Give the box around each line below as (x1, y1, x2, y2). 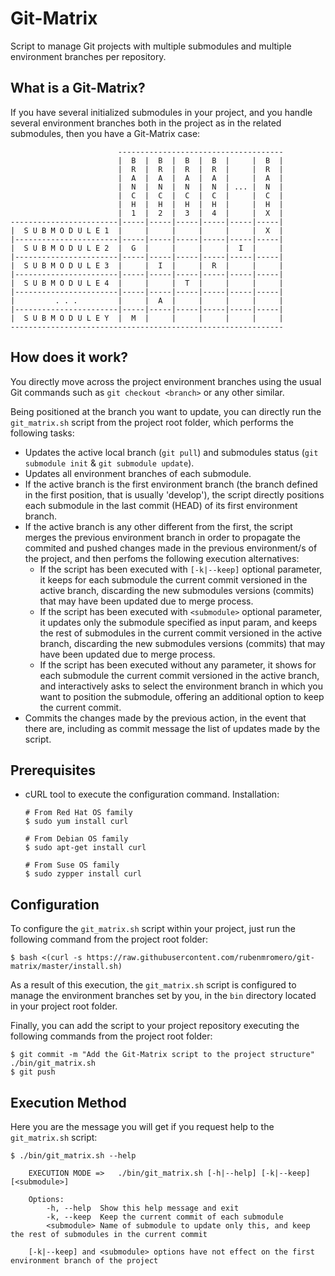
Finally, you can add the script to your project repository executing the (10, 1020, 300, 1032)
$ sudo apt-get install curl (24, 843, 147, 853)
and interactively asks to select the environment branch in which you (39, 680, 324, 692)
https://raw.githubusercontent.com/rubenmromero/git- (86, 953, 315, 963)
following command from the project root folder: (10, 933, 209, 946)
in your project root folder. (10, 1000, 118, 1012)
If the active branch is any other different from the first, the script (24, 520, 293, 532)
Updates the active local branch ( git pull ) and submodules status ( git (24, 446, 319, 458)
